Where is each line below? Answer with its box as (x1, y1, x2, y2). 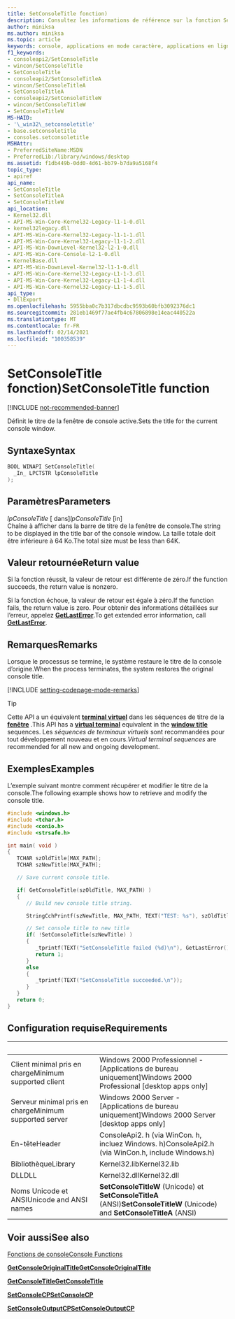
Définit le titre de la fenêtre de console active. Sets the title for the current (7, 417, 218, 425)
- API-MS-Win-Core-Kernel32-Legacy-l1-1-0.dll (7, 218, 145, 225)
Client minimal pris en (10, 1059, 82, 1069)
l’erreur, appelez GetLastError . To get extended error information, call (7, 611, 206, 620)
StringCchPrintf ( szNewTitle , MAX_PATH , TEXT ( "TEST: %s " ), (25, 912, 199, 920)
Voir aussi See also (7, 1232, 90, 1243)
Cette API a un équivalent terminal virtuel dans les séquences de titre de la (7, 713, 225, 721)
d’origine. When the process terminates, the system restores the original (7, 665, 214, 673)
